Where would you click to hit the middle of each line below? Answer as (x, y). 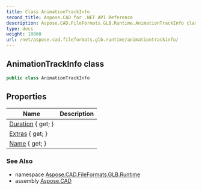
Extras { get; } (29, 133)
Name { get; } (28, 143)
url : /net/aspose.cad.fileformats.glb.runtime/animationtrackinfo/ (93, 40)
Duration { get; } (32, 124)
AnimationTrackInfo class (55, 64)
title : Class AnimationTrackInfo (48, 12)
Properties (26, 97)
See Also (20, 161)
